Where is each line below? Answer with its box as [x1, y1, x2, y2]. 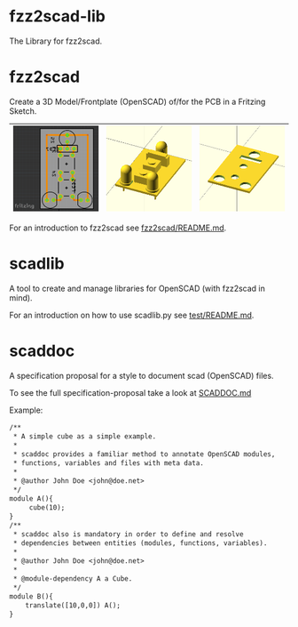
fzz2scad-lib [9, 6, 106, 27]
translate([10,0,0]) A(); [25, 600, 122, 610]
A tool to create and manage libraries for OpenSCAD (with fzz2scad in [9, 283, 266, 293]
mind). [9, 292, 33, 303]
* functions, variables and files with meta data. [12, 458, 204, 468]
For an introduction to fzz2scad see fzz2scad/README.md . [9, 222, 227, 233]
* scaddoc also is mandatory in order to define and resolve [12, 529, 244, 539]
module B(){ [9, 591, 53, 601]
